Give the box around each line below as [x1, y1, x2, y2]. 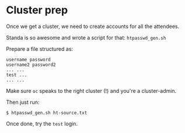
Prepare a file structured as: [6, 45, 74, 52]
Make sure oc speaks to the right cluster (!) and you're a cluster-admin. [6, 87, 177, 94]
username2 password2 [6, 62, 57, 68]
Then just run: [6, 99, 40, 106]
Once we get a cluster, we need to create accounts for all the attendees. [6, 23, 180, 30]
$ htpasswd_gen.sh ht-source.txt [6, 110, 88, 116]
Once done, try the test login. [6, 120, 78, 127]
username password [6, 57, 51, 62]
